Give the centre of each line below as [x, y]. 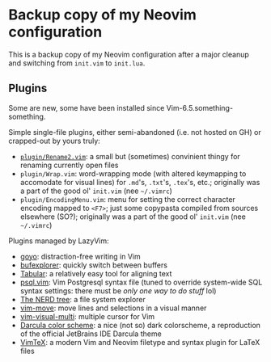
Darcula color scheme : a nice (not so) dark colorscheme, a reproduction [140, 325]
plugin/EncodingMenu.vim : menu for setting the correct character [128, 199]
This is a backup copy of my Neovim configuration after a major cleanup [129, 54]
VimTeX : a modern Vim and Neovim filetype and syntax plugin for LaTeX [140, 342]
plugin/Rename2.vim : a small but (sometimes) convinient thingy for [130, 156]
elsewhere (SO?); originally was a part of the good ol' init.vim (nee [133, 217]
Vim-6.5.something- [199, 107]
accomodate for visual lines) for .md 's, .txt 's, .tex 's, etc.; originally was [140, 182]
